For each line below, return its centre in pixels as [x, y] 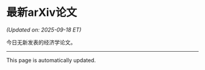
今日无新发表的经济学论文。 [41, 42]
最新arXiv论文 [42, 12]
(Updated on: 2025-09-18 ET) [44, 30]
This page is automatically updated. [51, 60]
